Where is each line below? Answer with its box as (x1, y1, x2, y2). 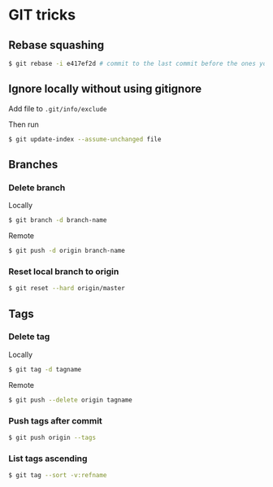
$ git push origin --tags (8, 433, 96, 441)
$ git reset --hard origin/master (8, 285, 126, 293)
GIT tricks (8, 6, 76, 24)
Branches (8, 157, 58, 172)
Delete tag (8, 331, 50, 342)
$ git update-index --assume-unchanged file (8, 135, 162, 143)
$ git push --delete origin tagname (8, 396, 132, 404)
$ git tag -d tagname (8, 365, 82, 373)
